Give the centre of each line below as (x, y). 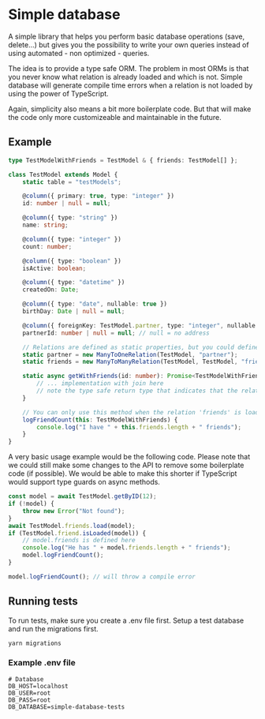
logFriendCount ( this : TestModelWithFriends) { (100, 420)
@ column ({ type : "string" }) (70, 218)
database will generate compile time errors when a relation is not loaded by (131, 85)
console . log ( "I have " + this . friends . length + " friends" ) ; (139, 427)
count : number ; (47, 246)
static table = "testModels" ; (72, 182)
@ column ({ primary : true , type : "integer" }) (99, 196)
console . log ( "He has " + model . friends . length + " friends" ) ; (127, 548)
